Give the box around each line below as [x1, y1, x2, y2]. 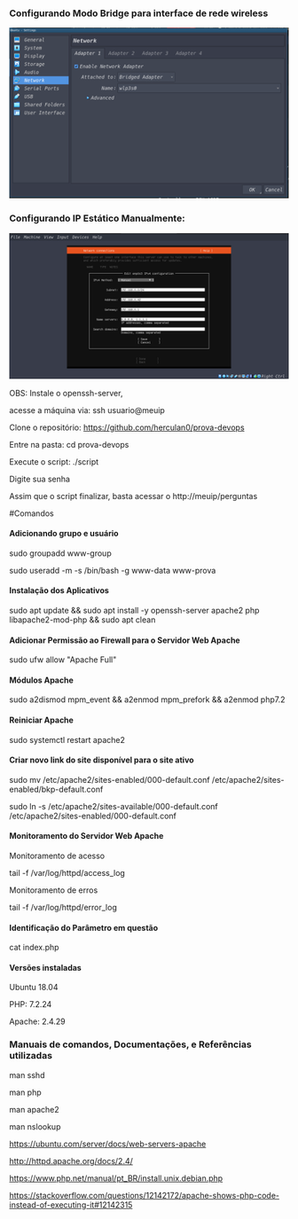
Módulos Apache [9, 675, 74, 685]
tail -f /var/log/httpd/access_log [9, 867, 126, 878]
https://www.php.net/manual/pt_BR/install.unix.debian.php [9, 1173, 223, 1184]
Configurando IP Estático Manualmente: [9, 212, 185, 224]
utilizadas [9, 1050, 53, 1062]
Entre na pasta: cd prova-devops [9, 439, 129, 449]
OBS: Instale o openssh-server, [9, 387, 123, 398]
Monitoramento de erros [9, 885, 98, 895]
